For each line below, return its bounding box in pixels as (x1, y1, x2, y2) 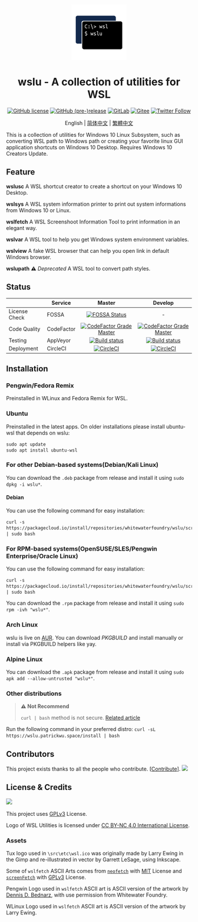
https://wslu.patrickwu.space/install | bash (6, 733, 120, 739)
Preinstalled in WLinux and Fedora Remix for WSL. (6, 395, 128, 402)
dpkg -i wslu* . (6, 480, 42, 488)
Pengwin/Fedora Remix (6, 381, 74, 390)
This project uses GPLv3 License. (6, 810, 87, 817)
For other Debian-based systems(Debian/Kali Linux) (6, 461, 159, 469)
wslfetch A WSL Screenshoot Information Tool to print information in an (6, 218, 180, 225)
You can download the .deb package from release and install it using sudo (6, 474, 184, 481)
